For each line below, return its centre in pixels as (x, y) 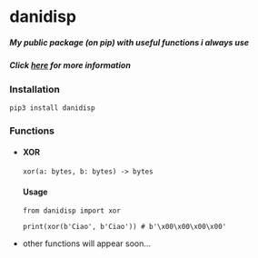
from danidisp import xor (71, 211)
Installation (35, 89)
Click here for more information (70, 65)
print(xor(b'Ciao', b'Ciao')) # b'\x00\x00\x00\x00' (124, 227)
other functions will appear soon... (87, 243)
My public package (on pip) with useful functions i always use (129, 42)
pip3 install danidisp (52, 108)
